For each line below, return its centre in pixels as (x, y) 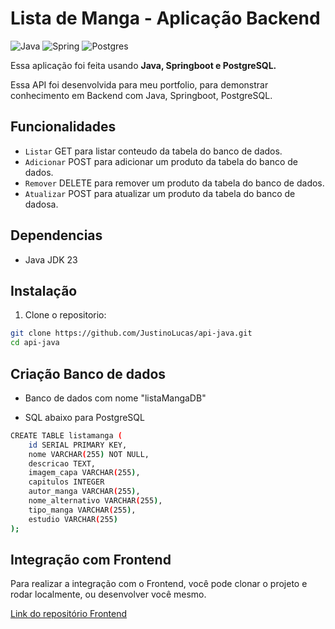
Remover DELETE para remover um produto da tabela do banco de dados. (174, 183)
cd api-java (35, 343)
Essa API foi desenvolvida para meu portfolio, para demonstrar (139, 84)
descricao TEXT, (62, 463)
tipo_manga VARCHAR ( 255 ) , (82, 510)
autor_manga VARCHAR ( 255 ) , (84, 492)
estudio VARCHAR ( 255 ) (73, 519)
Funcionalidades (63, 127)
